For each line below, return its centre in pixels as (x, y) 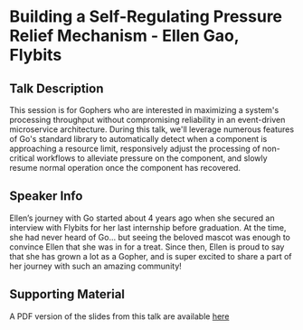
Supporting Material (67, 294)
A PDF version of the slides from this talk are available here (119, 316)
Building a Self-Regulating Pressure (146, 17)
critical (22, 158)
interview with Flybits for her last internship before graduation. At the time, (148, 227)
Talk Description (57, 88)
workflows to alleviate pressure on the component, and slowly (152, 158)
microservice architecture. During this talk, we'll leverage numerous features (152, 129)
